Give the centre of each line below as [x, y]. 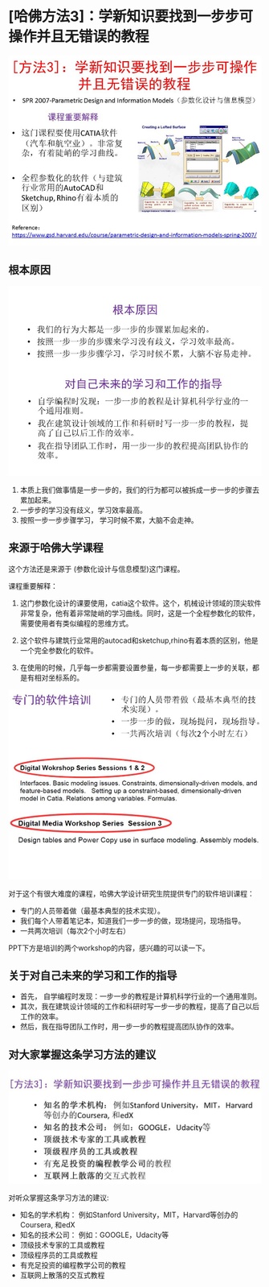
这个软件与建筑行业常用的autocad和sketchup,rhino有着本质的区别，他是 [139, 640]
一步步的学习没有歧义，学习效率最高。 [83, 510]
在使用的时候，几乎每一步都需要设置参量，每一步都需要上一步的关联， [136, 667]
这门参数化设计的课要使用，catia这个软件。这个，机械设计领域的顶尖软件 [141, 603]
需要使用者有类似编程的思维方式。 [76, 623]
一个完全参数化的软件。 [59, 650]
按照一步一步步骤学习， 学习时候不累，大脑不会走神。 [109, 519]
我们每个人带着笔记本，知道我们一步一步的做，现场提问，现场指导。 [132, 921]
